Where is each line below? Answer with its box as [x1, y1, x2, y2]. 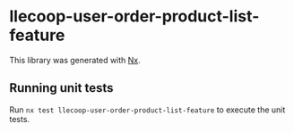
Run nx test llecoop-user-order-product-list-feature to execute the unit [9, 104, 286, 115]
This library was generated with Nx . [9, 54, 141, 65]
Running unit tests [9, 80, 114, 95]
